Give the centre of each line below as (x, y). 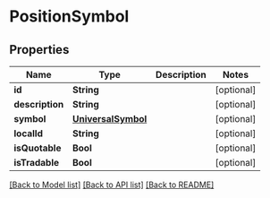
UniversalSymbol (110, 119)
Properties (39, 50)
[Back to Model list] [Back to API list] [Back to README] (112, 185)
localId (28, 133)
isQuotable (38, 148)
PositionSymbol (69, 17)
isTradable (37, 163)
